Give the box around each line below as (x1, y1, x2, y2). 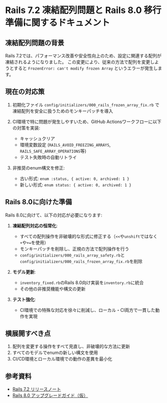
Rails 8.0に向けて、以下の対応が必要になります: (5, 212, 103, 218)
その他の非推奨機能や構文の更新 (19, 285, 86, 291)
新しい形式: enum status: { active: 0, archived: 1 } (19, 181, 132, 187)
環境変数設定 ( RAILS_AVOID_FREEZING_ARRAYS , (19, 141, 111, 147)
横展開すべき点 (5, 329, 51, 338)
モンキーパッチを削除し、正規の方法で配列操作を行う (19, 245, 130, 251)
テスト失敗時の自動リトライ (19, 154, 77, 160)
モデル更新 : (12, 268, 36, 275)
